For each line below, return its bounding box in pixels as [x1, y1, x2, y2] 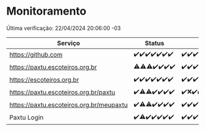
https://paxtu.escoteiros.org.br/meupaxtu [9, 101, 128, 109]
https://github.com [9, 51, 63, 59]
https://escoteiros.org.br [9, 76, 79, 84]
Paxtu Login [9, 113, 44, 122]
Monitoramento [6, 4, 87, 18]
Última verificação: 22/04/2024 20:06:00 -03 [6, 24, 121, 32]
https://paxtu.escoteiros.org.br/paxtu [9, 88, 116, 97]
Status [145, 38, 165, 47]
